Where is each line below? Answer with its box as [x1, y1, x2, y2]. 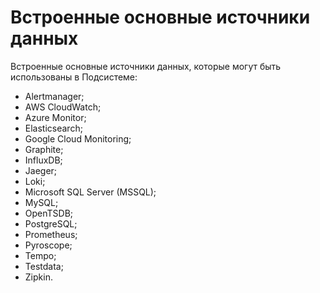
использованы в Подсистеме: [10, 71, 138, 83]
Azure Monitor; [24, 111, 87, 123]
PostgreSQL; [24, 217, 78, 230]
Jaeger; [24, 164, 58, 176]
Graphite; [24, 143, 64, 155]
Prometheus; [24, 228, 78, 240]
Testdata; [24, 260, 64, 272]
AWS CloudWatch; [24, 101, 102, 113]
